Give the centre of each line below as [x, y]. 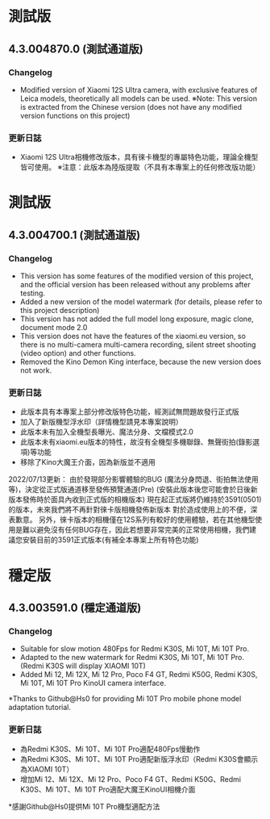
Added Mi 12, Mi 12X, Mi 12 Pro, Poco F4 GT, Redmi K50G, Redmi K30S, [139, 675]
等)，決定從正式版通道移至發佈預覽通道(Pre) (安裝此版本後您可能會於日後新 [133, 490]
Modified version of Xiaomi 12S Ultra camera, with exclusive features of [139, 90]
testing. [33, 293]
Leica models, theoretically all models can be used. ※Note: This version [139, 98]
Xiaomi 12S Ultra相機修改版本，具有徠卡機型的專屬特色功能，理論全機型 [139, 157]
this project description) [60, 311]
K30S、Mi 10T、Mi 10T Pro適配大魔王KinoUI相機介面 [108, 789]
